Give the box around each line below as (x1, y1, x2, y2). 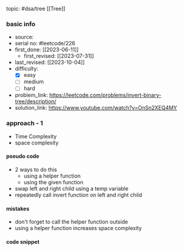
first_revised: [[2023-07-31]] (23, 52, 94, 60)
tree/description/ (14, 98, 57, 105)
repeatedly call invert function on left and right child (14, 191, 142, 199)
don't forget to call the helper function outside (14, 218, 128, 225)
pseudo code (6, 153, 40, 160)
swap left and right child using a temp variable (14, 185, 129, 192)
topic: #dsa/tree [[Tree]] (6, 5, 66, 12)
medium (23, 78, 44, 85)
